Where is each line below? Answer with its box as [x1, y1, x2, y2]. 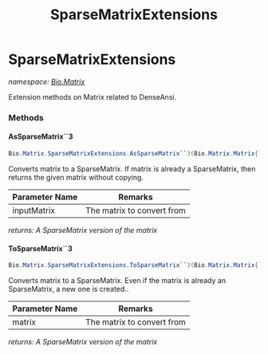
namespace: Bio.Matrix [8, 77, 85, 86]
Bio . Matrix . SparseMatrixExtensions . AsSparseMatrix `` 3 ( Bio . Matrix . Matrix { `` [8, 150, 266, 158]
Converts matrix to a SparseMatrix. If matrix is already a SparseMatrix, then [8, 163, 256, 173]
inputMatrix [12, 205, 56, 216]
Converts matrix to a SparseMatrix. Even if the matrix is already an [8, 276, 226, 285]
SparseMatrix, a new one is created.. [8, 285, 129, 294]
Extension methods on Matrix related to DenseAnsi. [8, 92, 177, 101]
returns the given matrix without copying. [8, 172, 144, 182]
